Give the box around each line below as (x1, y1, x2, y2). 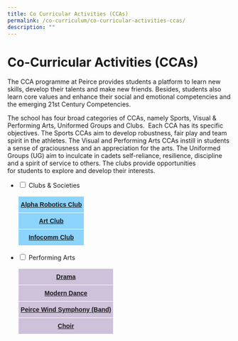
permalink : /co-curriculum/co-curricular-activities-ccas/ (7, 17, 186, 24)
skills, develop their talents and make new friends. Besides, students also (7, 85, 222, 94)
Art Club (38, 217, 64, 225)
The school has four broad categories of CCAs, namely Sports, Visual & (7, 114, 217, 123)
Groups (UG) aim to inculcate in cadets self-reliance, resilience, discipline (7, 152, 222, 160)
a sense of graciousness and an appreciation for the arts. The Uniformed (7, 144, 221, 152)
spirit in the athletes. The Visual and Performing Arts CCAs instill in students (7, 136, 229, 145)
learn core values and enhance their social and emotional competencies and (7, 93, 231, 101)
